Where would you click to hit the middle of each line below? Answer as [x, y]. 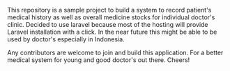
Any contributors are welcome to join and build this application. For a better [115, 52]
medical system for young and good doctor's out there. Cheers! [99, 60]
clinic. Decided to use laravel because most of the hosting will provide [108, 24]
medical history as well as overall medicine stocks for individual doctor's [111, 17]
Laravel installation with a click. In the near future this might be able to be [112, 32]
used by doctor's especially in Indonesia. [66, 39]
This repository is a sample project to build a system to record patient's [109, 10]
